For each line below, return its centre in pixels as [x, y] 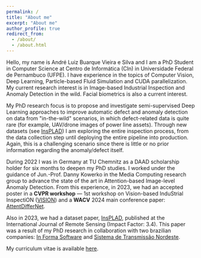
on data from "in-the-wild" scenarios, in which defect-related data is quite [98, 118]
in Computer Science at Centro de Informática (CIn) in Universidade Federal [100, 68]
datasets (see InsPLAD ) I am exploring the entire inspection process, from [97, 131]
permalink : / [22, 12]
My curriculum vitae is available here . [52, 248]
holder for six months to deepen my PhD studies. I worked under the [91, 168]
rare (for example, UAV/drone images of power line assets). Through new [97, 125]
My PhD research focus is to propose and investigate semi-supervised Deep [100, 105]
